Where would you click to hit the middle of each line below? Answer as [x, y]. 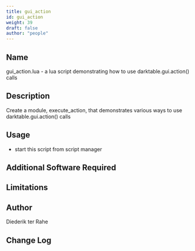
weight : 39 [19, 22]
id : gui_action [25, 17]
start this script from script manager [58, 149]
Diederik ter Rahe [27, 222]
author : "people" [27, 34]
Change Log [29, 240]
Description [28, 96]
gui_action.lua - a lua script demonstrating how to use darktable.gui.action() [98, 71]
